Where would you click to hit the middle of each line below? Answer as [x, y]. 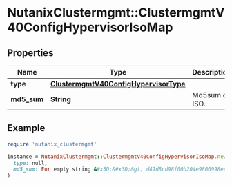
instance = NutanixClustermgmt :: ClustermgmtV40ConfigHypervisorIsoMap [111, 157]
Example [26, 128]
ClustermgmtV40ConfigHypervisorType [118, 84]
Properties [30, 53]
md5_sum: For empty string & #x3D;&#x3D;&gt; [78, 169]
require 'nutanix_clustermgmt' [52, 144]
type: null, [31, 163]
